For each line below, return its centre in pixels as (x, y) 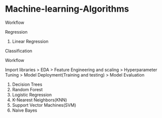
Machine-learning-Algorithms (67, 9)
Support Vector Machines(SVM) (44, 105)
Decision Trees (27, 84)
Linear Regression (30, 41)
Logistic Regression (32, 95)
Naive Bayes (25, 110)
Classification (19, 51)
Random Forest (27, 89)
